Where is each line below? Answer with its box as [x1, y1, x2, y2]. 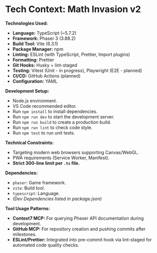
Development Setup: [5, 88, 49, 94]
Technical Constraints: [5, 140, 54, 146]
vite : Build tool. [12, 185, 45, 191]
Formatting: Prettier [12, 56, 54, 62]
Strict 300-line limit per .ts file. [12, 160, 80, 166]
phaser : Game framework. [12, 179, 66, 185]
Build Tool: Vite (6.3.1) [12, 40, 58, 46]
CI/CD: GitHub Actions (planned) [12, 73, 81, 79]
